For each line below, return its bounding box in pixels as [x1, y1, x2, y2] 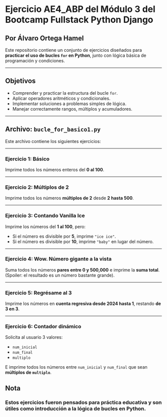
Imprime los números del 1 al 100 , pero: [5, 223, 86, 230]
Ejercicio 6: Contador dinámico [5, 323, 82, 330]
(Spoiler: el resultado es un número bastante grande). [5, 272, 115, 278]
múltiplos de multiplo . [5, 370, 52, 376]
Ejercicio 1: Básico [5, 155, 50, 162]
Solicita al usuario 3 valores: [5, 334, 63, 340]
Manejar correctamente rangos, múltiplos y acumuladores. [12, 106, 133, 112]
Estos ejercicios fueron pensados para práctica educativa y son [5, 399, 162, 406]
